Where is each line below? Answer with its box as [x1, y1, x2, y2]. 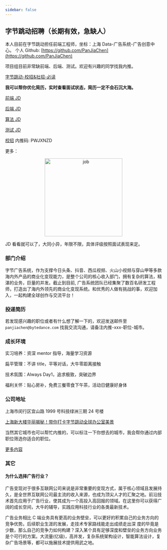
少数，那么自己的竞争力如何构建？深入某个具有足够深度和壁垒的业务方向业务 [5, 527, 162, 533]
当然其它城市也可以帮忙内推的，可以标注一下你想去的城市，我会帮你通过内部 [5, 429, 162, 435]
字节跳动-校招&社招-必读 [5, 74, 56, 80]
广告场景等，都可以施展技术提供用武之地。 [9, 540, 97, 546]
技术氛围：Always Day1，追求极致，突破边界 [5, 371, 96, 377]
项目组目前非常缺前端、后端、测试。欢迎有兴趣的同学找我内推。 [5, 63, 136, 69]
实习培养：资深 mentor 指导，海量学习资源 [5, 350, 92, 356]
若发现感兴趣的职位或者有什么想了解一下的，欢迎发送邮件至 [5, 318, 127, 324]
